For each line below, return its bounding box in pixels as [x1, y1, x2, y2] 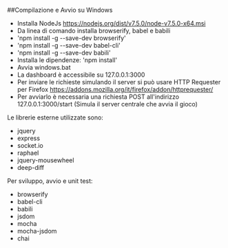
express [17, 134, 40, 142]
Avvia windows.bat [17, 64, 71, 71]
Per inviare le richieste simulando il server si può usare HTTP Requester [17, 78, 221, 86]
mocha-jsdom [17, 227, 57, 235]
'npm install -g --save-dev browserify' [17, 34, 126, 42]
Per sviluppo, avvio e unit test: [7, 177, 93, 185]
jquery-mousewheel [17, 156, 74, 164]
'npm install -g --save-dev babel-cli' [17, 41, 121, 49]
